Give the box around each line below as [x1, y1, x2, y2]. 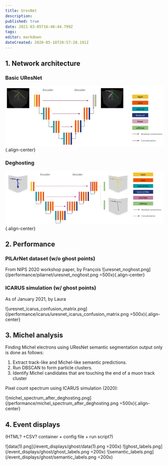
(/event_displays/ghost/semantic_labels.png [5, 454, 97, 460]
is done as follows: [5, 350, 44, 356]
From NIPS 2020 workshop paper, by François [5, 267, 101, 273]
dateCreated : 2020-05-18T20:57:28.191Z [5, 40, 89, 45]
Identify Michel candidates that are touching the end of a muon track [12, 370, 155, 376]
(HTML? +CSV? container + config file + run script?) [5, 434, 114, 440]
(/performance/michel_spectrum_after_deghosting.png [5, 401, 119, 407]
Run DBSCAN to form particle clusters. [12, 365, 93, 371]
